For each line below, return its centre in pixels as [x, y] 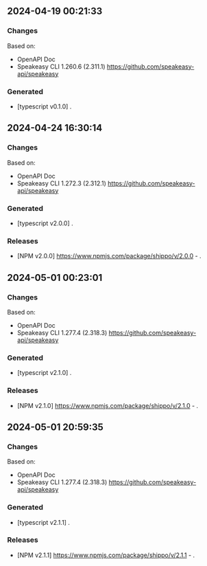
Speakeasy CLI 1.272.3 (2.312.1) [61, 183]
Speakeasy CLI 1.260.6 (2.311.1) [61, 66]
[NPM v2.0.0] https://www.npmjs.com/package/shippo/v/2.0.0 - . [109, 256]
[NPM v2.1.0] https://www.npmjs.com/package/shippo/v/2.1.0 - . [108, 405]
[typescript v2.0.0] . [45, 223]
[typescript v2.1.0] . [44, 373]
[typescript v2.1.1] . [44, 522]
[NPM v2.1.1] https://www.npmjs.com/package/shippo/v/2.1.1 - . [106, 555]
